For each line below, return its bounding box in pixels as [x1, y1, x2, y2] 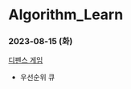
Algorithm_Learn [8, 6, 124, 24]
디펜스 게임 [8, 55, 43, 65]
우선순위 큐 [19, 72, 55, 82]
